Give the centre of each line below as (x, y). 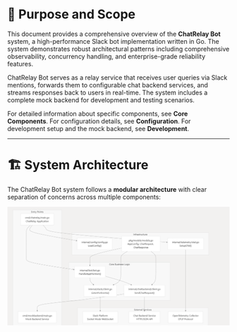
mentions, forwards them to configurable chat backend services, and (108, 85)
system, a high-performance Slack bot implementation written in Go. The (114, 41)
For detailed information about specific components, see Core (98, 113)
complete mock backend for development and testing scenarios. (101, 100)
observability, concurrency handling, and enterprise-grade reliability (107, 56)
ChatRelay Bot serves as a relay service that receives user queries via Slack (117, 78)
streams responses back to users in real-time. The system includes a (108, 92)
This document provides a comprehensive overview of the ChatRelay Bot (114, 34)
